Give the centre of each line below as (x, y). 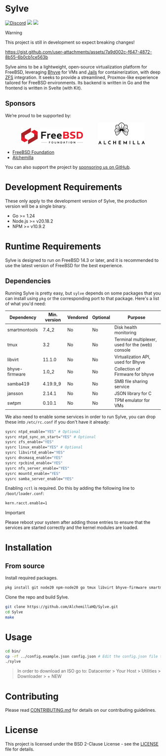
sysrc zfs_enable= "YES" (30, 442)
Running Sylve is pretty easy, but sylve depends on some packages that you (83, 293)
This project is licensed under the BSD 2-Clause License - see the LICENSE (82, 744)
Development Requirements (64, 187)
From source (25, 566)
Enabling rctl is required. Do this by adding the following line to (70, 488)
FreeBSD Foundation (33, 152)
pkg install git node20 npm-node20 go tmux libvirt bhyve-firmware (76, 588)
